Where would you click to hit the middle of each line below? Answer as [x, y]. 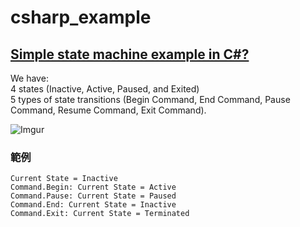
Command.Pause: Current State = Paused [93, 196]
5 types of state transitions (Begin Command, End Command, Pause [150, 99]
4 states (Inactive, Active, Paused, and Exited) [105, 89]
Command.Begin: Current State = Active [93, 187]
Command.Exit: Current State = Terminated [100, 214]
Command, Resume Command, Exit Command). [108, 110]
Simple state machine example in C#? [130, 54]
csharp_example [81, 17]
